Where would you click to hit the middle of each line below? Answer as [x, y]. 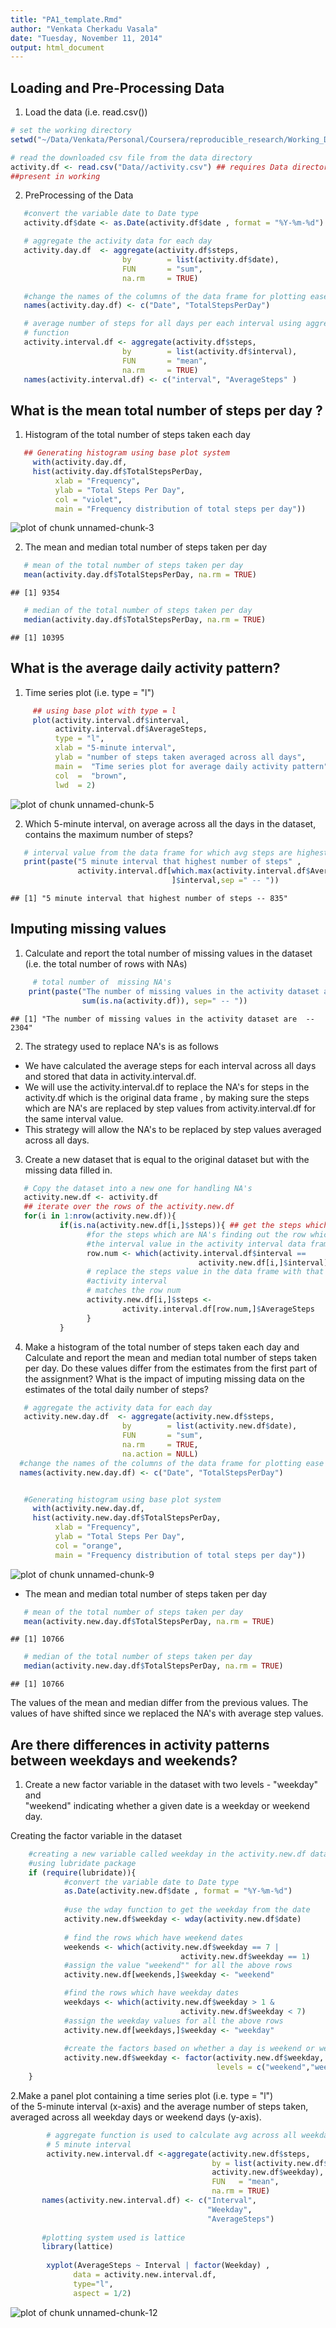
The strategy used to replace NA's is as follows [122, 1046]
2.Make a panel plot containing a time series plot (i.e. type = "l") [142, 2095]
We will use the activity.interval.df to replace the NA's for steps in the [167, 1087]
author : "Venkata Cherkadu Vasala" [84, 29]
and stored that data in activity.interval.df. [110, 1076]
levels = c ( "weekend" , [263, 2067]
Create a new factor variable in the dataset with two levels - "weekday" [171, 1784]
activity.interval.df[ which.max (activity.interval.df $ [194, 871]
